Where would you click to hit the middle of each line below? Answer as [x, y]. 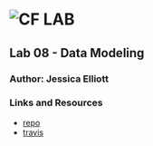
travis [33, 132]
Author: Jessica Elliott [59, 79]
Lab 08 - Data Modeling [77, 53]
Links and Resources [56, 102]
